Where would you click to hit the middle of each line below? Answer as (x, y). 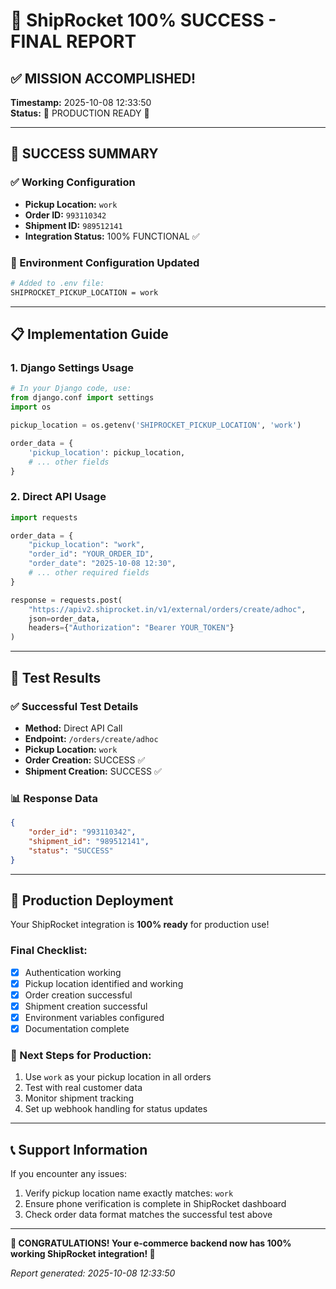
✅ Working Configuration (73, 182)
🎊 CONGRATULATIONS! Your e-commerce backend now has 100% (151, 1243)
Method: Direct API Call (73, 728)
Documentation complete (77, 1028)
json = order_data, (64, 619)
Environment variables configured (94, 1017)
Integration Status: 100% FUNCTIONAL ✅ (112, 236)
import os (31, 407)
